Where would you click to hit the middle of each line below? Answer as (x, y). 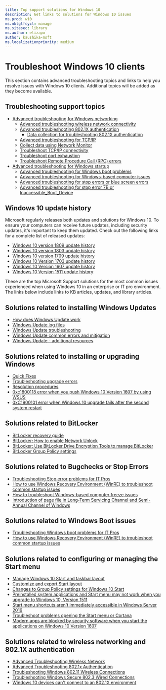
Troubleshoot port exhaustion (50, 155)
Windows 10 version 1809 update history (54, 245)
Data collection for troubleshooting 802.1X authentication (85, 134)
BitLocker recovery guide (38, 435)
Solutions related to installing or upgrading (72, 356)
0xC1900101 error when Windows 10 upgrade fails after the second (81, 402)
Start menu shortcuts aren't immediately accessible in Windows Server (84, 605)
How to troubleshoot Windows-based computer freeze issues (75, 494)
